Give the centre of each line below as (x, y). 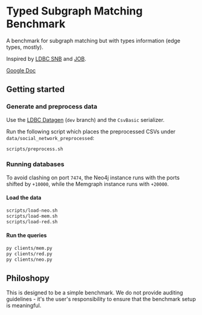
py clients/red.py (29, 254)
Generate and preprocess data (52, 107)
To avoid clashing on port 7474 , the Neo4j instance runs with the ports (93, 177)
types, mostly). (25, 47)
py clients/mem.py (29, 248)
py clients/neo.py (29, 259)
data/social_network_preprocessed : (50, 138)
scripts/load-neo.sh (32, 211)
